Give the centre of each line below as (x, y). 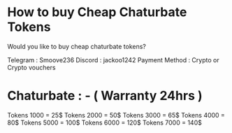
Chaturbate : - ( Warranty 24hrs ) (105, 96)
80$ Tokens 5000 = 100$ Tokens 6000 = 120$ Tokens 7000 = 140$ (105, 122)
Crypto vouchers (31, 67)
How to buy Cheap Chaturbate (97, 12)
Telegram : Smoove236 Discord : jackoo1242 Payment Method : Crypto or (113, 59)
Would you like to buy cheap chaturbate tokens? (77, 46)
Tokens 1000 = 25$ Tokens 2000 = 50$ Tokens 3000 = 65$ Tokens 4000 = (116, 115)
